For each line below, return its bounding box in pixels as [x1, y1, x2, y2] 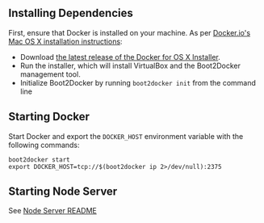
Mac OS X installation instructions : [8, 36, 123, 46]
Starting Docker [8, 110, 90, 124]
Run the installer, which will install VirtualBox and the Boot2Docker [19, 61, 241, 70]
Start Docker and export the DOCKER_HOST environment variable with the [8, 131, 244, 141]
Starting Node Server [8, 185, 118, 199]
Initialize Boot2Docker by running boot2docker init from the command [19, 78, 257, 87]
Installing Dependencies [8, 6, 133, 20]
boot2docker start [8, 155, 70, 164]
